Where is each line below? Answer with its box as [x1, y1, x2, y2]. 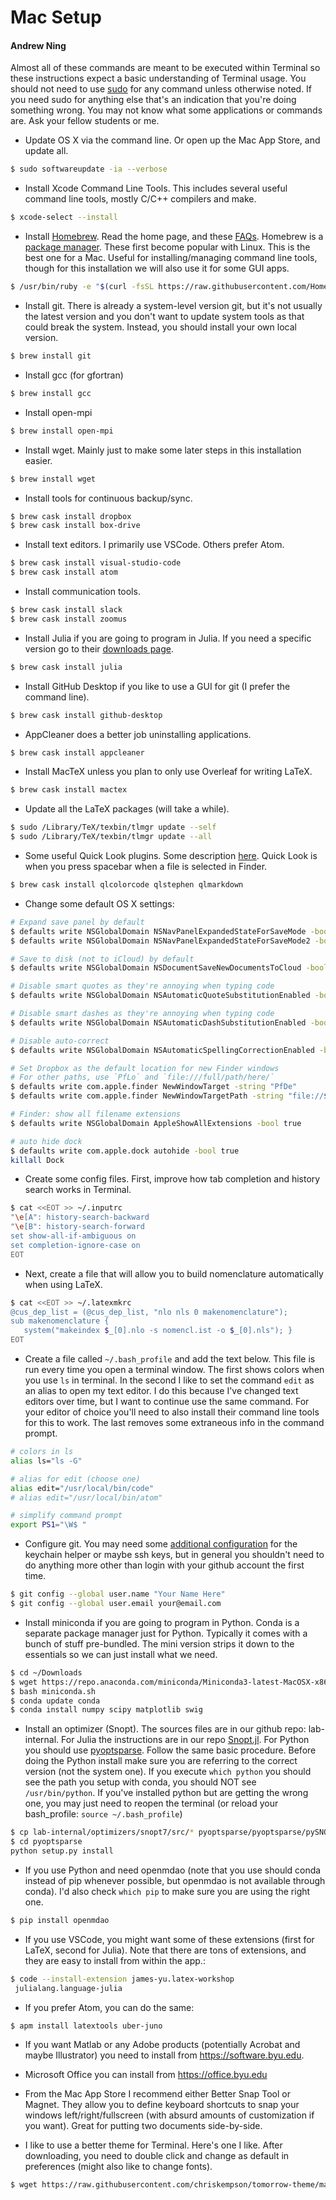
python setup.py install [10, 1846, 114, 1856]
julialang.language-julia [14, 1983, 123, 1993]
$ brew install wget [10, 474, 97, 484]
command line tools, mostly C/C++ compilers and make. [24, 193, 257, 205]
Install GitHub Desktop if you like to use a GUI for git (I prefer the [24, 680, 291, 692]
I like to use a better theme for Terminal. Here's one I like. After [24, 2139, 283, 2151]
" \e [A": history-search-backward [10, 1212, 150, 1223]
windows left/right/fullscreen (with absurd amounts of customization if [24, 2109, 315, 2121]
